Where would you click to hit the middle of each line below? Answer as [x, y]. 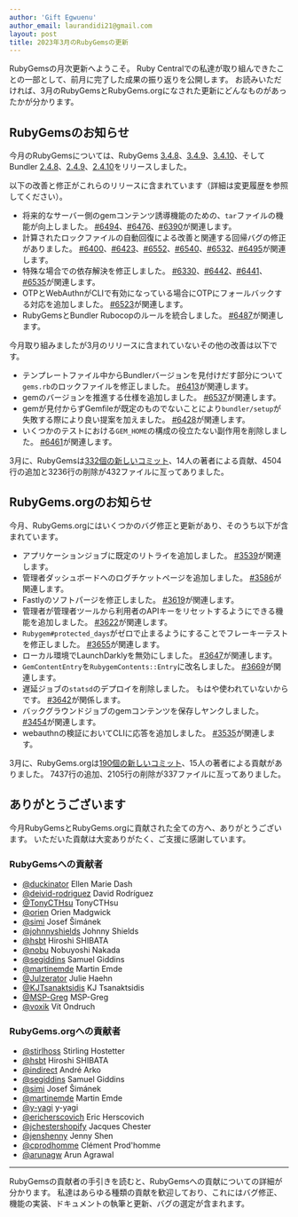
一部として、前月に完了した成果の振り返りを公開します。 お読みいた [149, 80]
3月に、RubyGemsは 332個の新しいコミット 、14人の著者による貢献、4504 [145, 461]
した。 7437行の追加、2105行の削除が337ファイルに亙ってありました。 [155, 774]
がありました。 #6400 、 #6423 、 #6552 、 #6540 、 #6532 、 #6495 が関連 [154, 249]
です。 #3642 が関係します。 [74, 699]
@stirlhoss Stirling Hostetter [74, 1051]
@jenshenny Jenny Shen [67, 1136]
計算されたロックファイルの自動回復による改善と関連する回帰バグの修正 [154, 238]
